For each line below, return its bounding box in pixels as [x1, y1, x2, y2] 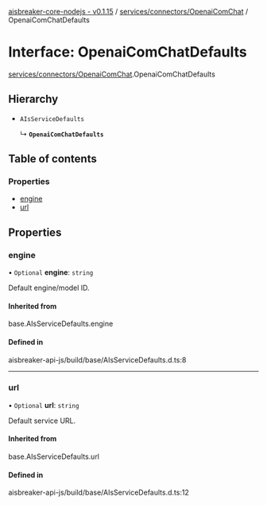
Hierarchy [8, 92, 59, 106]
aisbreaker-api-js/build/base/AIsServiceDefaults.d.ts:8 [8, 354, 187, 365]
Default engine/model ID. [8, 283, 90, 293]
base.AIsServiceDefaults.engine [8, 319, 114, 329]
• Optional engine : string [8, 268, 94, 277]
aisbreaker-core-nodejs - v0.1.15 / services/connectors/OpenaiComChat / [8, 7, 249, 16]
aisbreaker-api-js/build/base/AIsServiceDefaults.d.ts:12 [8, 487, 189, 497]
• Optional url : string [8, 400, 79, 409]
